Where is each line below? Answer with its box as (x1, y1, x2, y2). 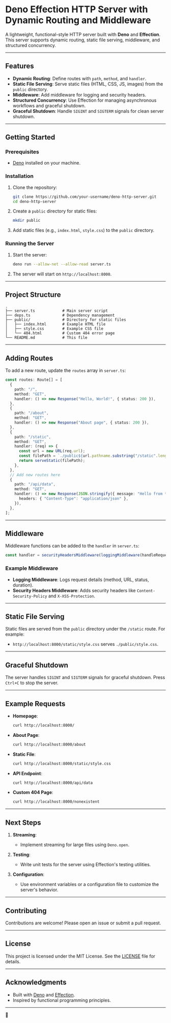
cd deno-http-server (12, 199, 56, 204)
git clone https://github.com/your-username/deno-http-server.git (12, 194, 157, 199)
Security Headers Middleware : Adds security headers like (12, 587, 136, 593)
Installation (5, 173, 34, 180)
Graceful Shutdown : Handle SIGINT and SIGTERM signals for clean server (12, 108, 164, 114)
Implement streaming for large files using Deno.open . (20, 842, 130, 848)
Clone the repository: (12, 184, 58, 190)
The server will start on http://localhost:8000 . (12, 271, 112, 277)
